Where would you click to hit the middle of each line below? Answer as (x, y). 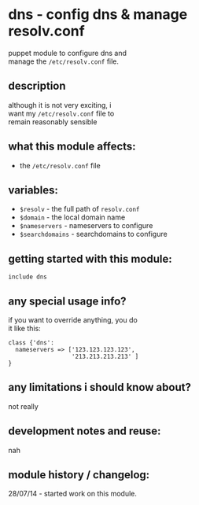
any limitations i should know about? (99, 387)
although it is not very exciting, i (60, 105)
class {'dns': (31, 343)
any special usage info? (68, 301)
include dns (28, 277)
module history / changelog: (79, 475)
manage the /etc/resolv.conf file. (64, 61)
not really (24, 406)
